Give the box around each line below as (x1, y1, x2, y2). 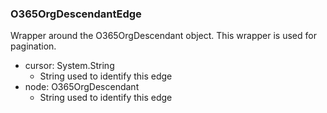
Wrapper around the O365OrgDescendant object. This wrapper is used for (10, 30, 317, 42)
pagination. (10, 40, 57, 52)
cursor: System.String (24, 60, 115, 72)
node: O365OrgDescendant (24, 81, 140, 93)
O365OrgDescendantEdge (10, 7, 142, 21)
